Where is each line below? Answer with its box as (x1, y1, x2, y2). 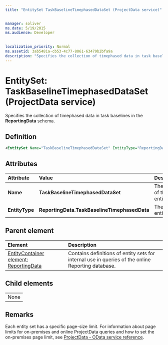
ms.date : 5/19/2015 (5, 25, 46, 30)
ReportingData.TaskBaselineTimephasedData (39, 206, 149, 213)
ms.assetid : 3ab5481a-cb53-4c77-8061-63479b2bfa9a (5, 48, 113, 54)
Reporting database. (68, 262, 116, 269)
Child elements (5, 279, 53, 288)
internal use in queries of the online (68, 256, 151, 263)
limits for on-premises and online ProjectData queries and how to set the (5, 329, 154, 335)
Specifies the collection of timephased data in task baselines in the (5, 113, 143, 119)
